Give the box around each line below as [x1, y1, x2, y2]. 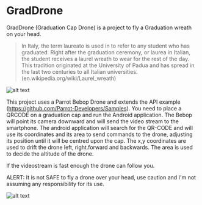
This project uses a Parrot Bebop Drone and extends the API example [6, 98, 181, 106]
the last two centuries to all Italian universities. [21, 68, 138, 75]
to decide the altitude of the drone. [6, 150, 94, 157]
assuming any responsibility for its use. [6, 180, 105, 187]
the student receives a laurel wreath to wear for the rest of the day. [21, 55, 190, 62]
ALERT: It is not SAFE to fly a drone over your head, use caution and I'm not [6, 173, 197, 181]
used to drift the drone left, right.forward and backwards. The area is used [6, 143, 193, 151]
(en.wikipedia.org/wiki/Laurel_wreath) [21, 74, 117, 82]
